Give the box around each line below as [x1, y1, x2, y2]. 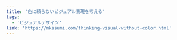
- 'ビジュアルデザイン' [11, 19, 62, 25]
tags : [6, 14, 20, 20]
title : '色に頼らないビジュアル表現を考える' [6, 8, 105, 15]
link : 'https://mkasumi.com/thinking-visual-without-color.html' [6, 25, 172, 31]
